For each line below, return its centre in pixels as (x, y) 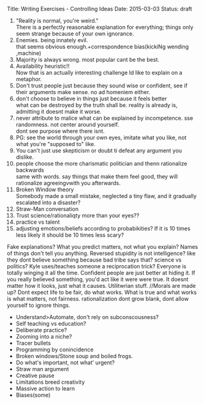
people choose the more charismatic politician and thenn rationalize (101, 163)
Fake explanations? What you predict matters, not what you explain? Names (103, 247)
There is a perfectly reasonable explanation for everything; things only (104, 27)
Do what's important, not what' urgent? (65, 362)
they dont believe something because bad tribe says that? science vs (94, 260)
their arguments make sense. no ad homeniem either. (83, 92)
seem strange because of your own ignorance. (75, 34)
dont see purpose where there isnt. (60, 131)
